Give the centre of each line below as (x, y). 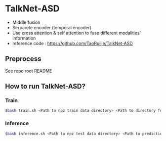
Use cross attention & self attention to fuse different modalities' (77, 33)
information (24, 38)
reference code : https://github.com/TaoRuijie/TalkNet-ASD (73, 43)
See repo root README (29, 71)
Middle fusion (26, 22)
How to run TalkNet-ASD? (45, 86)
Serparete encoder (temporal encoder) (52, 27)
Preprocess (23, 59)
